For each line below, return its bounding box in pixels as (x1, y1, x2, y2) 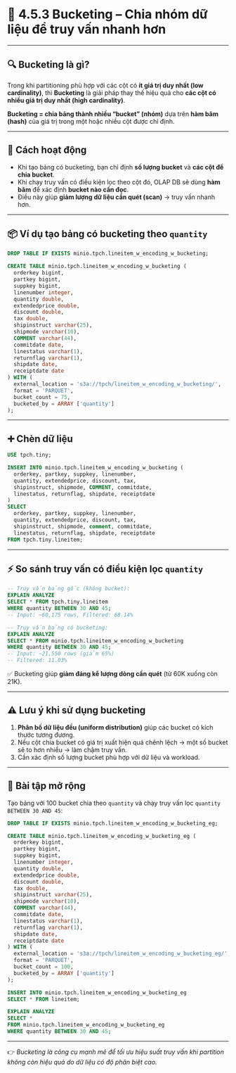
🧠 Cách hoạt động (7, 144, 87, 156)
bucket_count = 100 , (13, 963, 74, 970)
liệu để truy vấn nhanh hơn (7, 21, 166, 37)
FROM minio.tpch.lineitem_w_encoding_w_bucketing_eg (7, 1022, 165, 1029)
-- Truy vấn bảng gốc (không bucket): (7, 585, 131, 592)
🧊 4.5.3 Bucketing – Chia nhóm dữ (7, 6, 209, 23)
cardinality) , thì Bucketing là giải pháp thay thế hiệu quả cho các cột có (7, 88, 216, 97)
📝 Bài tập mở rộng (7, 780, 86, 792)
